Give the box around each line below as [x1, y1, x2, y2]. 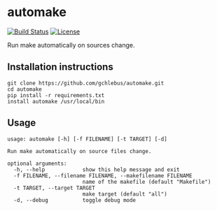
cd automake [7, 85, 42, 93]
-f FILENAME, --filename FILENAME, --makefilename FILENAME [13, 172, 192, 179]
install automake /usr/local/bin [7, 98, 105, 105]
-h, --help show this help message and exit [13, 166, 180, 173]
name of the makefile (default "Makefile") [82, 178, 211, 185]
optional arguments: [7, 160, 68, 167]
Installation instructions [7, 61, 113, 73]
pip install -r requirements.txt [7, 92, 105, 99]
